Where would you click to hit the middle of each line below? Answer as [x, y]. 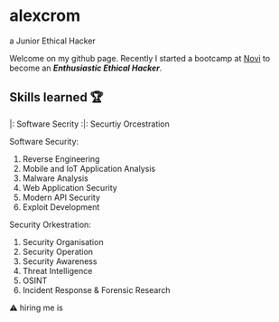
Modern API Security [61, 197]
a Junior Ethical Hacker [53, 41]
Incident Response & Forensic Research [96, 289]
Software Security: [44, 141]
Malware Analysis [55, 178]
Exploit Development [61, 207]
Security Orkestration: [51, 224]
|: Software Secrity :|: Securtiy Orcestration [89, 124]
